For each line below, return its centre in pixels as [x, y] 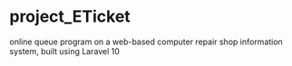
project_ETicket [70, 17]
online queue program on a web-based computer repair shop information [146, 42]
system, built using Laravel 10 [65, 51]
